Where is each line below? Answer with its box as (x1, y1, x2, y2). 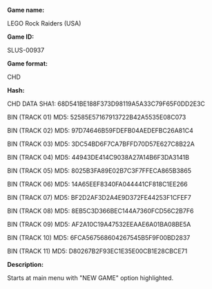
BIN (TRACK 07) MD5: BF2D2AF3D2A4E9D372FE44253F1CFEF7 (7, 194, 192, 201)
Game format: (7, 59, 48, 68)
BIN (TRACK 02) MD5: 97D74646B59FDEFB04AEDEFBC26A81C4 (7, 127, 193, 134)
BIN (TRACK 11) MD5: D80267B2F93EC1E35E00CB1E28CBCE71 (7, 247, 188, 255)
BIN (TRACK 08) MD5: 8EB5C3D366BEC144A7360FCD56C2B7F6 (7, 207, 194, 215)
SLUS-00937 (7, 46, 45, 54)
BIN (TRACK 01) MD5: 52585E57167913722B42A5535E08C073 (7, 113, 186, 121)
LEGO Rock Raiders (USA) (7, 19, 81, 27)
